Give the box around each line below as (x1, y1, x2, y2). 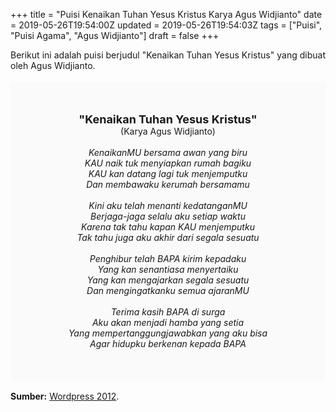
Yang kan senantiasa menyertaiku (97, 264, 239, 275)
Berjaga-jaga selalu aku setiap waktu (90, 210, 246, 222)
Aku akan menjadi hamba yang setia (91, 317, 245, 328)
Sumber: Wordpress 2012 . (10, 390, 120, 402)
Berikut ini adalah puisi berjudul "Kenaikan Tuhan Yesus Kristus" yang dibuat (10, 49, 326, 61)
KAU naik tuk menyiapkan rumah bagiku (84, 157, 252, 169)
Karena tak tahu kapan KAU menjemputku (81, 221, 255, 233)
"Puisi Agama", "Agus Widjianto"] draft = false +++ (10, 30, 220, 41)
